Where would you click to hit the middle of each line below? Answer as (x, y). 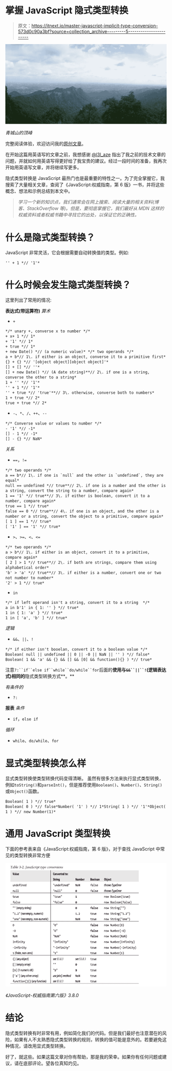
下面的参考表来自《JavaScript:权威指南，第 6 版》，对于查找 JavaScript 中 (83, 849)
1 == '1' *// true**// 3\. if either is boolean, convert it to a (78, 496)
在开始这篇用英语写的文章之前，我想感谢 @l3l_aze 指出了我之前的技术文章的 (85, 155)
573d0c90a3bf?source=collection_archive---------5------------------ (92, 31)
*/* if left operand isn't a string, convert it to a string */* (78, 603)
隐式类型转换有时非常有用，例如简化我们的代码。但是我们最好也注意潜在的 (84, 1033)
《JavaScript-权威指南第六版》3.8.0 (42, 995)
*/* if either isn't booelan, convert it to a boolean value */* (76, 650)
